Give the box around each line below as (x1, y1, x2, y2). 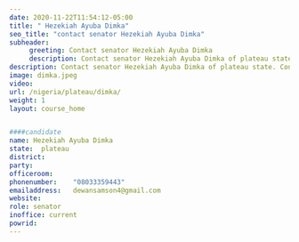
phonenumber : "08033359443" (9, 177, 125, 187)
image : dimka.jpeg (9, 71, 77, 80)
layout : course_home (9, 104, 86, 113)
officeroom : (9, 169, 53, 178)
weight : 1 (9, 95, 46, 105)
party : (9, 161, 34, 170)
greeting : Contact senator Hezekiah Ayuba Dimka (28, 46, 214, 55)
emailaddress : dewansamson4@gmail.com (9, 186, 162, 195)
